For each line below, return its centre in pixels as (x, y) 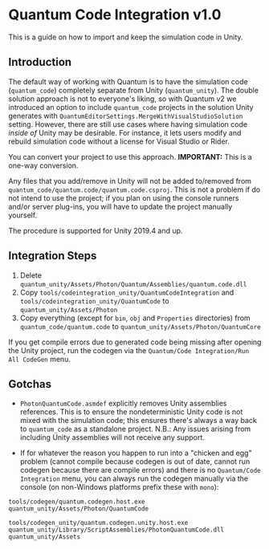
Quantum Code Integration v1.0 (115, 15)
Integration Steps (53, 256)
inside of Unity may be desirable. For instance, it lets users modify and (125, 132)
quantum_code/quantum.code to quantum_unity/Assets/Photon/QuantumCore (140, 326)
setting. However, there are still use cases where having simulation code (128, 124)
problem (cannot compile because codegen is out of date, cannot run (135, 462)
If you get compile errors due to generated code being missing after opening (135, 342)
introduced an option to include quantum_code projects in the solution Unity (131, 107)
